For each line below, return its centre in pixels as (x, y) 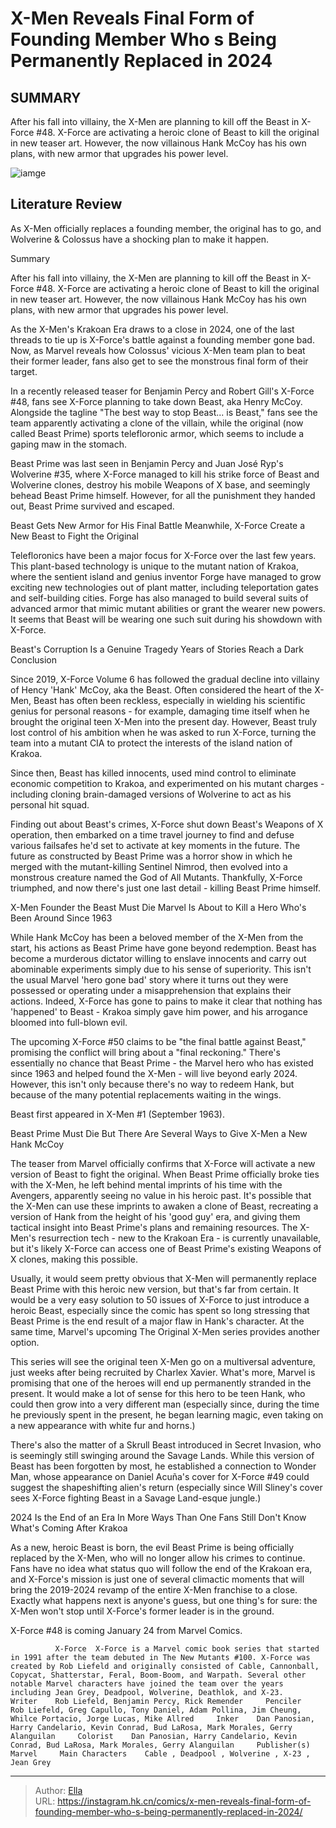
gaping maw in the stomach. (68, 444)
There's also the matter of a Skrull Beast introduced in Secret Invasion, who (166, 1444)
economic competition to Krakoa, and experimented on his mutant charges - (167, 783)
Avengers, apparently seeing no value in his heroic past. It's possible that (161, 1195)
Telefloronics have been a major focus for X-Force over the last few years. (163, 555)
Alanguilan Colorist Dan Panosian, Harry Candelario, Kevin (154, 1736)
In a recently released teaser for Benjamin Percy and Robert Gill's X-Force (162, 391)
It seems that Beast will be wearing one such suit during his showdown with (166, 619)
